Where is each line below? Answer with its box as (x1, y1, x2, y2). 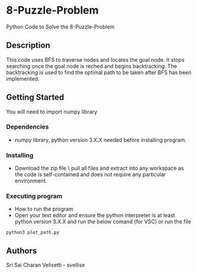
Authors (6, 246, 37, 256)
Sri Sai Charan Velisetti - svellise (6, 262, 85, 269)
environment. (14, 177, 47, 185)
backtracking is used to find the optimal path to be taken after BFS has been (6, 69, 192, 76)
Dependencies (6, 123, 49, 131)
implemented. (6, 75, 40, 82)
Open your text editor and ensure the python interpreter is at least (14, 212, 176, 219)
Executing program (6, 192, 63, 201)
